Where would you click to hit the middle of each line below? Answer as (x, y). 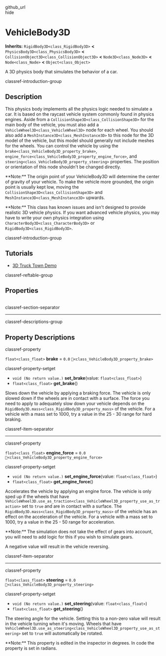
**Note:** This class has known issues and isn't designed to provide (75, 207)
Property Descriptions (40, 337)
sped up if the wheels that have (37, 497)
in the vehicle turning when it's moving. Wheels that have (63, 624)
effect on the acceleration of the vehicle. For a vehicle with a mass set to (79, 517)
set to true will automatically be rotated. (62, 633)
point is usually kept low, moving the (42, 187)
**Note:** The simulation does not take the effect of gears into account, (79, 532)
